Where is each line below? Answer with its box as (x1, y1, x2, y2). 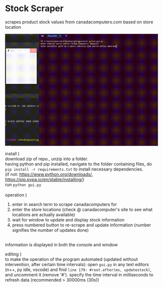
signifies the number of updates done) (12, 227, 89, 233)
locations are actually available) (12, 212, 75, 218)
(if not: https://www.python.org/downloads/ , (5, 171, 93, 177)
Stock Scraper (5, 3, 64, 14)
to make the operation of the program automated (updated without (5, 256, 138, 262)
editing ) (5, 251, 22, 257)
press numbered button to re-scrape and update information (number (12, 222, 151, 228)
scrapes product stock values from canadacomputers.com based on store (5, 19, 154, 25)
